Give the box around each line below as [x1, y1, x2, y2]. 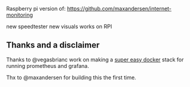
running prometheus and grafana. [6, 62, 89, 69]
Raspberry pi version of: [6, 5, 66, 12]
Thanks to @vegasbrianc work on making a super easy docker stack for [6, 56, 184, 63]
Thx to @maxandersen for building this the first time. [6, 74, 137, 81]
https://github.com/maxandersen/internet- [67, 5, 172, 12]
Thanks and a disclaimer [6, 40, 100, 50]
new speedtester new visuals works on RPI [6, 23, 112, 30]
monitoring [6, 11, 33, 18]
